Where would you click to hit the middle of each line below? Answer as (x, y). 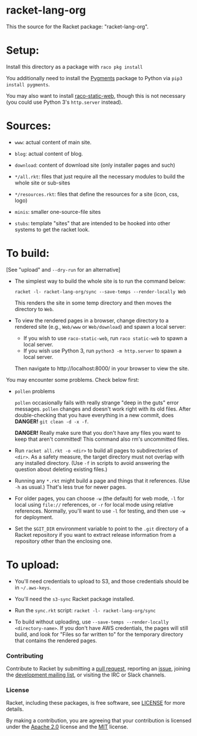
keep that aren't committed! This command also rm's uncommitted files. (102, 439)
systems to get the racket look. (52, 229)
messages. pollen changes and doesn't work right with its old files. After (103, 409)
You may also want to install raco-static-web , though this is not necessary (96, 95)
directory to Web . (34, 309)
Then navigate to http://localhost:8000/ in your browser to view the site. (102, 368)
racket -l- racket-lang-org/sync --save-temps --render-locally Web (100, 292)
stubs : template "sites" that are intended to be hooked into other (92, 223)
